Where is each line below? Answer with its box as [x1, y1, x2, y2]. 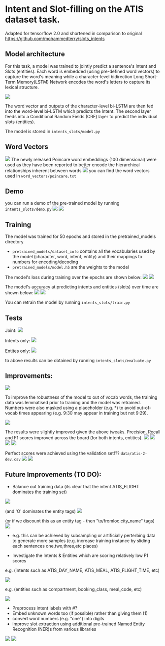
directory [5, 239, 24, 245]
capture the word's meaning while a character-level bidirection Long [5, 73, 144, 80]
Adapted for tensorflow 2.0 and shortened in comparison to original [5, 30, 142, 36]
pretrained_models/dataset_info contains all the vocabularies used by [12, 248, 156, 254]
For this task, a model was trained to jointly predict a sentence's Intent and [5, 63, 157, 69]
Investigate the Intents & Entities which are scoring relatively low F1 [12, 553, 149, 558]
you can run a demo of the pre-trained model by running [5, 200, 120, 206]
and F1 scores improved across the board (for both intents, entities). [5, 434, 143, 441]
